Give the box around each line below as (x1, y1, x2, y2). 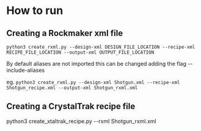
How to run (6, 4, 64, 18)
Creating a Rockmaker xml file (6, 28, 123, 38)
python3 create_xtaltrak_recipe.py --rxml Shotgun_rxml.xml (6, 117, 157, 125)
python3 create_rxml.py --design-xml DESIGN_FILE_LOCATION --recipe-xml (6, 44, 196, 50)
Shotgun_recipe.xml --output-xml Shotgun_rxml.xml (6, 85, 138, 91)
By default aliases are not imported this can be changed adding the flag (6, 60, 186, 67)
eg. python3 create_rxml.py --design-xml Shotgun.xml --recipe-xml (6, 79, 180, 85)
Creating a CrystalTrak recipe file (6, 101, 136, 112)
